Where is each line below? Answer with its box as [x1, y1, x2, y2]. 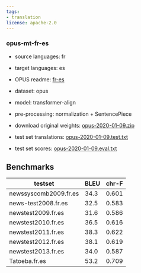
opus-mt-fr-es [6, 39, 49, 47]
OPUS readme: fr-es [14, 75, 65, 83]
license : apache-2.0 [6, 20, 57, 26]
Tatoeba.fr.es [9, 257, 46, 265]
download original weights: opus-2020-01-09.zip [14, 122, 135, 129]
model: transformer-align [14, 99, 76, 106]
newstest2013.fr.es [9, 247, 64, 256]
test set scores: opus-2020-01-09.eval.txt [14, 145, 117, 152]
